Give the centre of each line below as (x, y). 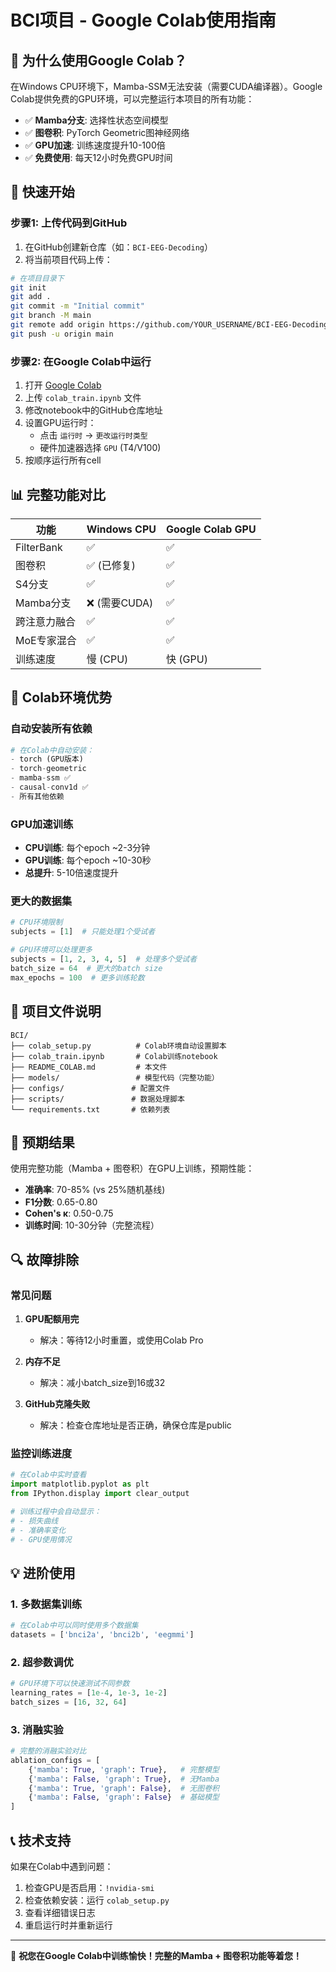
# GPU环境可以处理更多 (51, 950)
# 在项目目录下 (37, 278)
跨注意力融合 (46, 621)
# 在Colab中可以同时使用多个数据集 (74, 1626)
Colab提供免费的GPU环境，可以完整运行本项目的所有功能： (132, 99)
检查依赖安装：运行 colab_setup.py (97, 1900)
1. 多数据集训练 (46, 1604)
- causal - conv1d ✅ (49, 787)
